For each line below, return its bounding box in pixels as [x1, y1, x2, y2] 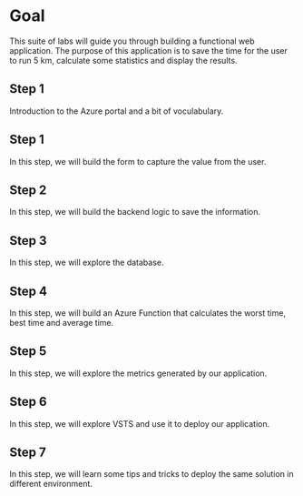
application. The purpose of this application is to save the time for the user [9, 45, 288, 56]
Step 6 [9, 394, 47, 410]
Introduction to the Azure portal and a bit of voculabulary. [9, 106, 224, 116]
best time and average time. [9, 318, 114, 328]
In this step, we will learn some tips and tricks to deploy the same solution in [9, 469, 294, 480]
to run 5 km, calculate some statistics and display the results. [9, 55, 238, 66]
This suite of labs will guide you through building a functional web [9, 35, 256, 46]
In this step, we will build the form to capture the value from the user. [9, 156, 267, 167]
